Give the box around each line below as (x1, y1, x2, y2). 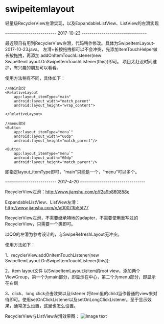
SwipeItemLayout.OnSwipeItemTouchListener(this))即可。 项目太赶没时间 (5, 58, 153, 64)
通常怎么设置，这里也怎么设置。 (13, 302, 78, 308)
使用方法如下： (5, 242, 35, 248)
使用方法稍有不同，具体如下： (5, 75, 65, 81)
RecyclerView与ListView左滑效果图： (5, 313, 80, 319)
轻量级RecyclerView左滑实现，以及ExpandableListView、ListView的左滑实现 (5, 20, 159, 26)
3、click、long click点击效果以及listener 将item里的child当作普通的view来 (5, 290, 153, 296)
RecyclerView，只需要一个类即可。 (5, 221, 76, 226)
